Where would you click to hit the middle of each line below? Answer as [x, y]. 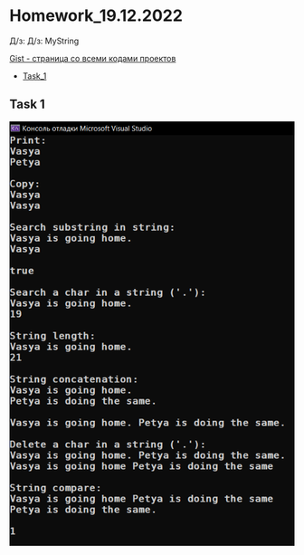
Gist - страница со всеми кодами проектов [93, 58]
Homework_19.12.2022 [96, 16]
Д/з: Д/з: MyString [44, 41]
